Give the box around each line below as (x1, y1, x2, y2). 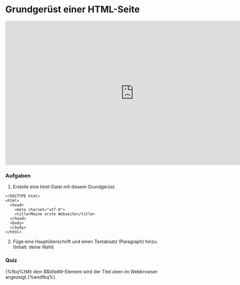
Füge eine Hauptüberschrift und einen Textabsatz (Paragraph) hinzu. (12, 238, 158, 245)
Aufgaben (5, 172, 31, 179)
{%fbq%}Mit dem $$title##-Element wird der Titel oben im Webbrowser (5, 268, 158, 275)
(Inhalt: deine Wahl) (12, 244, 54, 250)
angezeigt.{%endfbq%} (5, 274, 55, 280)
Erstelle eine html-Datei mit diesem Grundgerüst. (12, 184, 116, 190)
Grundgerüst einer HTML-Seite (5, 4, 140, 15)
